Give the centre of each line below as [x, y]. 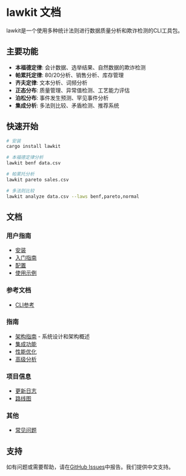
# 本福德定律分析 [25, 158]
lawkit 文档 [34, 12]
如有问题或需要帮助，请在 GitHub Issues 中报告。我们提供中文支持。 [90, 467]
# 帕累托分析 [20, 174]
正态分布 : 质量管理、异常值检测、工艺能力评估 [72, 90]
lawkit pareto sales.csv [38, 180]
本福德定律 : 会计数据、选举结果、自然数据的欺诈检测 [80, 67]
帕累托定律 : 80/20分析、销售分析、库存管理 [69, 75]
